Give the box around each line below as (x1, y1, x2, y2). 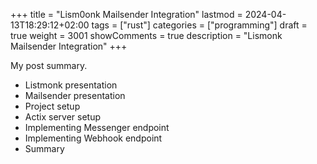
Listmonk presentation (24, 79, 118, 91)
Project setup (24, 100, 81, 112)
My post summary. (10, 60, 88, 71)
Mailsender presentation (24, 90, 126, 101)
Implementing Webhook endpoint (24, 132, 163, 144)
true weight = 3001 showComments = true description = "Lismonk (10, 30, 283, 41)
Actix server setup (24, 111, 101, 123)
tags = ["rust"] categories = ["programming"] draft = (91, 19, 308, 31)
